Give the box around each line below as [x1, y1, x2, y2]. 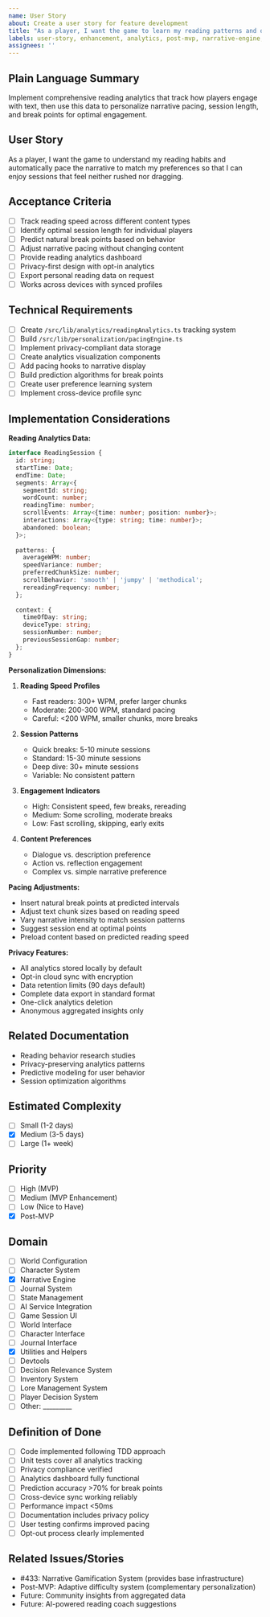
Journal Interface [19, 1337, 78, 1347]
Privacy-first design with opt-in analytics [19, 261, 155, 271]
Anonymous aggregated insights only [19, 1005, 145, 1015]
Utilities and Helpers [19, 1347, 88, 1357]
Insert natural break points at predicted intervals [19, 898, 180, 907]
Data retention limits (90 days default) [19, 980, 146, 989]
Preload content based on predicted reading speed [19, 931, 190, 941]
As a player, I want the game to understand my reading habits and [8, 154, 227, 164]
